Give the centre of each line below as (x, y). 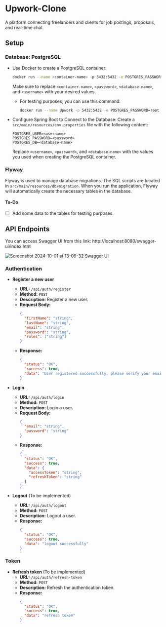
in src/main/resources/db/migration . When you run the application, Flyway (82, 186)
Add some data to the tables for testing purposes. (63, 213)
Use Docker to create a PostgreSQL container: (59, 68)
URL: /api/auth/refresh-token (51, 577)
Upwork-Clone (36, 9)
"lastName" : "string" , (47, 323)
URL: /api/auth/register (45, 289)
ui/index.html (18, 246)
